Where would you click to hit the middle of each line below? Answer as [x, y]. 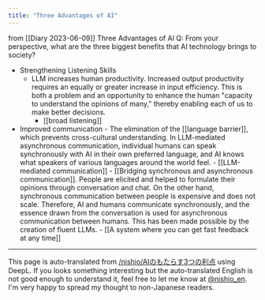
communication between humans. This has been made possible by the [134, 221]
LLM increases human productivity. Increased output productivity [138, 78]
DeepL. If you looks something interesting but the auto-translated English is [131, 270]
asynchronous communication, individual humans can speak [118, 145]
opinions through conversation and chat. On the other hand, [117, 187]
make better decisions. [69, 112]
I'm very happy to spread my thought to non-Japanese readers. [111, 287]
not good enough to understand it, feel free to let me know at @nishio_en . [128, 279]
